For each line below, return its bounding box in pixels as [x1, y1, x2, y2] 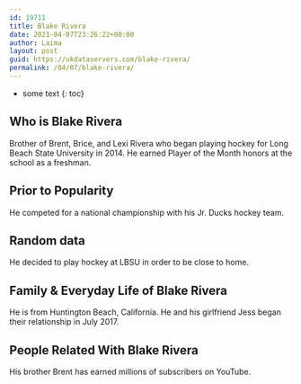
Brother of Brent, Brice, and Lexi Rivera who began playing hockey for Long [9, 138, 289, 148]
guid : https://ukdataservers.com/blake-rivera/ [9, 55, 191, 64]
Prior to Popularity [9, 183, 114, 199]
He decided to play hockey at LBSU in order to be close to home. [9, 257, 250, 268]
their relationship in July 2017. [9, 317, 120, 327]
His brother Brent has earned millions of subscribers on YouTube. [9, 366, 252, 377]
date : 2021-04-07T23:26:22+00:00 [9, 30, 135, 39]
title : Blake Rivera [9, 22, 87, 31]
